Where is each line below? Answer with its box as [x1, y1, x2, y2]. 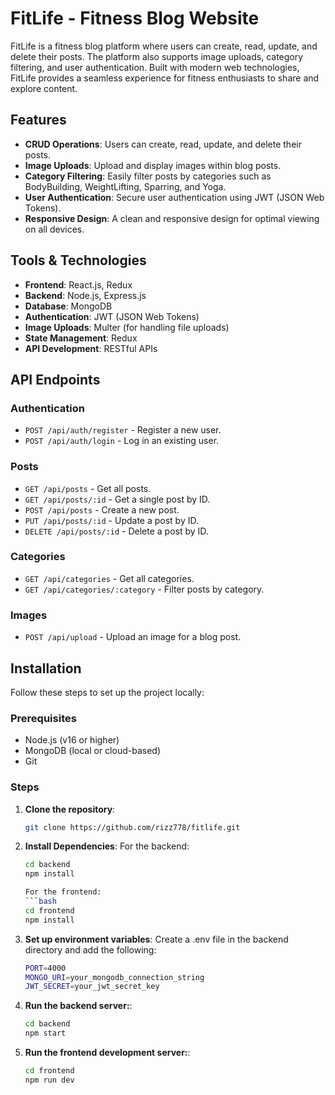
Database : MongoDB [24, 300, 113, 312]
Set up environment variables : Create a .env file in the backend [24, 933, 289, 945]
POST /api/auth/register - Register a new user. [24, 424, 222, 436]
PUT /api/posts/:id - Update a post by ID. [24, 514, 199, 526]
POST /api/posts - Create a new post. [24, 503, 180, 516]
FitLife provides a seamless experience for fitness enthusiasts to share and [10, 72, 320, 84]
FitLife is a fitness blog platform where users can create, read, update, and [10, 40, 318, 52]
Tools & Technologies [10, 252, 147, 269]
